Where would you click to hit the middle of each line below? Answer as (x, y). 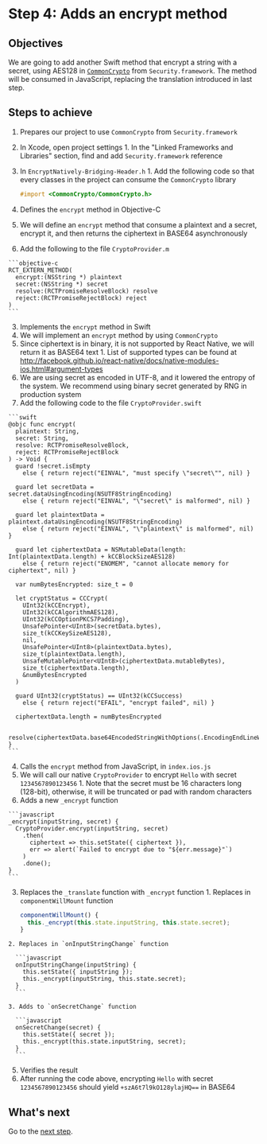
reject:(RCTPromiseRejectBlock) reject (81, 298)
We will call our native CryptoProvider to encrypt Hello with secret (128, 774)
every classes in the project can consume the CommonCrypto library (128, 179)
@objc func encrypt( (43, 424)
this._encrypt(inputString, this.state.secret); (104, 979)
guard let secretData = (54, 487)
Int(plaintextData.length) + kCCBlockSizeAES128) (92, 556)
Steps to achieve (50, 113)
